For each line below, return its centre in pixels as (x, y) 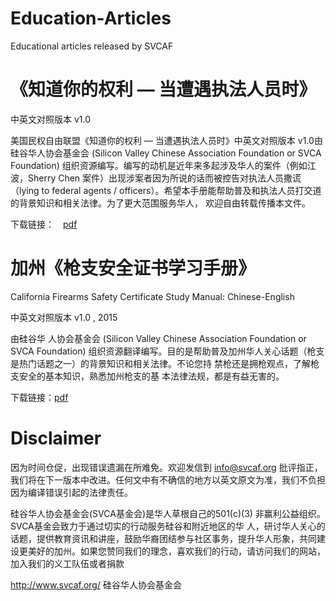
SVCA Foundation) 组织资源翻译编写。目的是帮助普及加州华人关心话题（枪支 (167, 351)
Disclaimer (56, 438)
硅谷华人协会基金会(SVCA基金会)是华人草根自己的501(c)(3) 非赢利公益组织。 (168, 513)
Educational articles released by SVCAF (92, 46)
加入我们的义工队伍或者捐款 (67, 563)
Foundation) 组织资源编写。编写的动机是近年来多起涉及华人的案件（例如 (159, 165)
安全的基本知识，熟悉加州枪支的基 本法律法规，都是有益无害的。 (151, 376)
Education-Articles (91, 18)
